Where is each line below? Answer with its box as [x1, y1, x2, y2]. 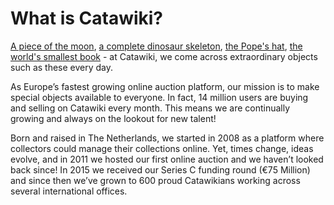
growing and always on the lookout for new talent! [10, 112, 217, 124]
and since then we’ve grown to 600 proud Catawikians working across [10, 174, 301, 186]
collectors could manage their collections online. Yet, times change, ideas [10, 142, 314, 154]
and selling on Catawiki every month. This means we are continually [10, 102, 291, 114]
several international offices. [10, 185, 128, 197]
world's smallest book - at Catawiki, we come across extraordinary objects [10, 50, 318, 62]
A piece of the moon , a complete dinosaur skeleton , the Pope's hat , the [10, 40, 303, 52]
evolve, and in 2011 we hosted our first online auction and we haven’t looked [10, 153, 324, 165]
